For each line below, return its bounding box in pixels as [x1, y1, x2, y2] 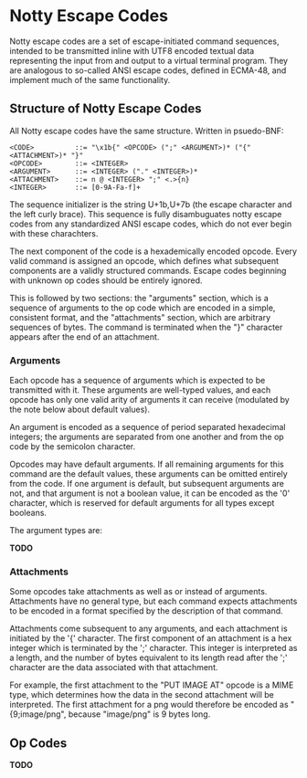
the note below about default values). [9, 404, 151, 415]
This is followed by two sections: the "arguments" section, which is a [9, 292, 269, 303]
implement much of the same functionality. [9, 74, 171, 85]
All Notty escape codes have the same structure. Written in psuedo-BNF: [9, 125, 284, 136]
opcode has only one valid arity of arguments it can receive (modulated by [9, 394, 290, 405]
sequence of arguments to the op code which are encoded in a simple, [9, 302, 276, 313]
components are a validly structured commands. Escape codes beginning [9, 265, 287, 276]
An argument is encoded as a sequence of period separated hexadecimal [9, 422, 286, 433]
